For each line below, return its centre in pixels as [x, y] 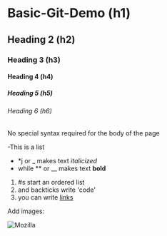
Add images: [26, 211]
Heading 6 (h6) [30, 111]
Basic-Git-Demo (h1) [69, 13]
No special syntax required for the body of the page [83, 133]
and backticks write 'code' [57, 190]
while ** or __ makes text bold [62, 168]
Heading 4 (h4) [30, 77]
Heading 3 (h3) [34, 60]
